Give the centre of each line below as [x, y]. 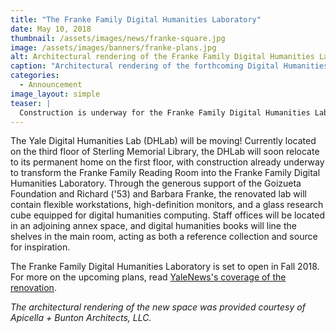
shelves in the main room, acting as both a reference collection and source [164, 237]
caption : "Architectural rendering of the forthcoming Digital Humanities [169, 66]
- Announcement [51, 85]
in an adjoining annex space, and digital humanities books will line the [153, 226]
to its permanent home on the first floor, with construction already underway [167, 162]
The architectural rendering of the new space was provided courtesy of [158, 307]
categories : [35, 76]
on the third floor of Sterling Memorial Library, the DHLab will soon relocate [165, 152]
